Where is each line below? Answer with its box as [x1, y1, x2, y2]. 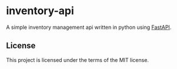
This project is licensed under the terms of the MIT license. [6, 56, 149, 63]
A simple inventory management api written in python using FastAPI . [6, 24, 172, 31]
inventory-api [6, 4, 75, 18]
